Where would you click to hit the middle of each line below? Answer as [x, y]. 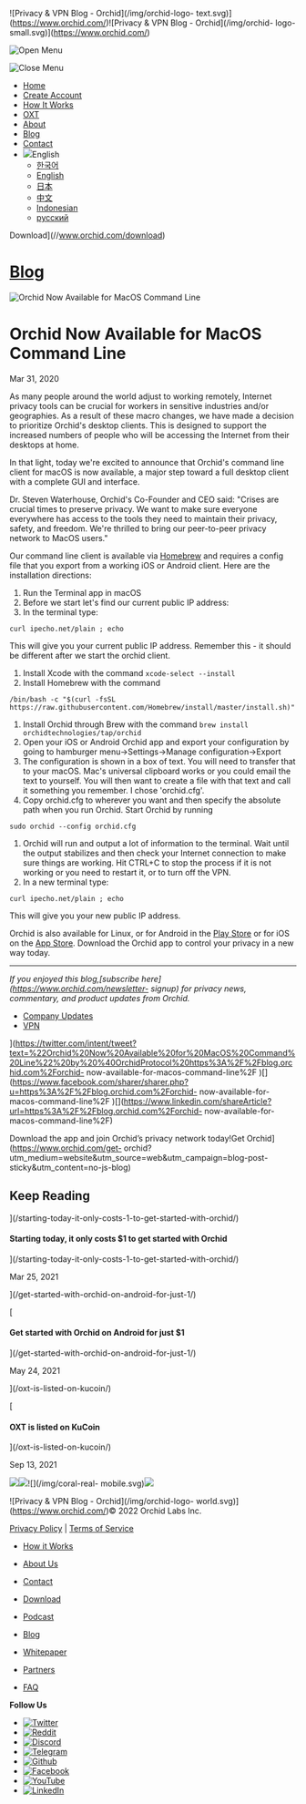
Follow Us [28, 1705]
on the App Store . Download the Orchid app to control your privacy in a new [152, 943]
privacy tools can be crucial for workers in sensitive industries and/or [139, 405]
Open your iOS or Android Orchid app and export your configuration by [156, 742]
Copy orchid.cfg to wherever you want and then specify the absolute [152, 800]
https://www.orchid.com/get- [67, 1148]
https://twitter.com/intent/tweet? [76, 1043]
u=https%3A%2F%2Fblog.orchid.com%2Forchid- [103, 1092]
